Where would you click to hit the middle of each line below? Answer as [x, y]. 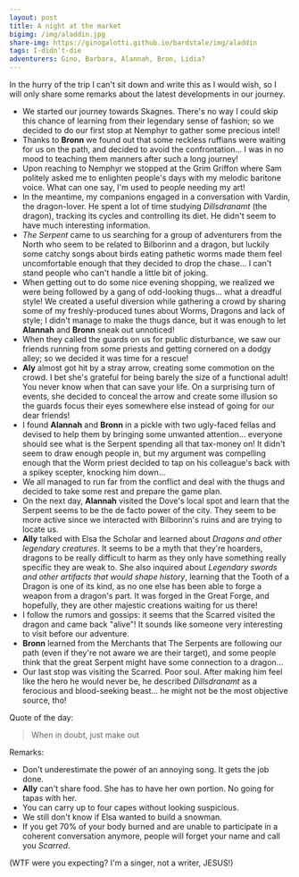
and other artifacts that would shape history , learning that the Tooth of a [156, 577]
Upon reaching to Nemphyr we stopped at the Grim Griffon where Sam [152, 168]
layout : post [33, 17]
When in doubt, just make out [85, 735]
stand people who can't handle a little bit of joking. [115, 273]
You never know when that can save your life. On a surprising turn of [148, 387]
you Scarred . [46, 845]
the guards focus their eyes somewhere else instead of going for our [148, 406]
